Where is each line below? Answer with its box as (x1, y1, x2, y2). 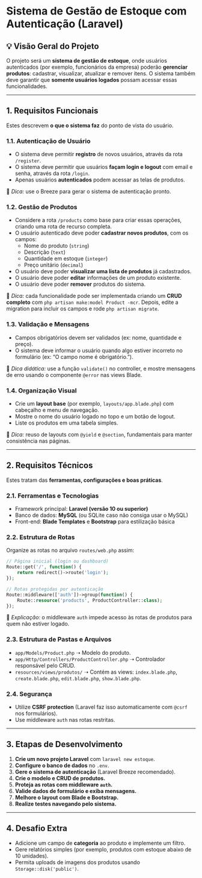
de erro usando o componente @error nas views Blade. (6, 371, 142, 378)
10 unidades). (14, 852, 49, 859)
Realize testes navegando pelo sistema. (14, 800, 117, 807)
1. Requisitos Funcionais (6, 106, 99, 116)
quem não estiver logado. (6, 620, 70, 628)
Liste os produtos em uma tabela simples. (14, 419, 118, 426)
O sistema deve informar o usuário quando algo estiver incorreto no (14, 347, 183, 354)
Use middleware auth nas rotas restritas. (14, 716, 115, 723)
